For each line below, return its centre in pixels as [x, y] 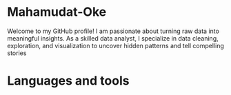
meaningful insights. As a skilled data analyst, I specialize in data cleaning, [113, 38]
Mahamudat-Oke [57, 12]
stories [17, 53]
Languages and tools [68, 81]
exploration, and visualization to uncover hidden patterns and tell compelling [115, 45]
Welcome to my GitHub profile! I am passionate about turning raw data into [113, 31]
